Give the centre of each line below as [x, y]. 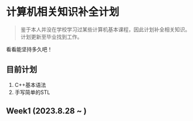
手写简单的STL [32, 92]
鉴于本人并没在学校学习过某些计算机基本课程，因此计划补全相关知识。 [105, 29]
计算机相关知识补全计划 [63, 12]
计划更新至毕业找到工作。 [51, 36]
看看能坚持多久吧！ [29, 49]
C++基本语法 [30, 85]
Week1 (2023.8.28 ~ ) [46, 111]
